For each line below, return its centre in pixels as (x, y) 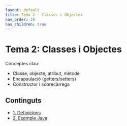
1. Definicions (27, 112)
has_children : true (26, 24)
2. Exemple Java (30, 118)
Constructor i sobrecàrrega (41, 84)
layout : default (22, 10)
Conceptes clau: (22, 64)
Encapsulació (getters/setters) (44, 79)
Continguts (23, 100)
